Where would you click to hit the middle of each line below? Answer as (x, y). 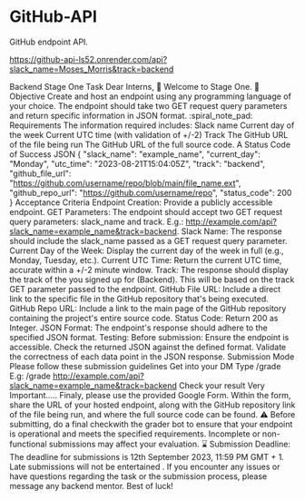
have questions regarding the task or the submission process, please (138, 476)
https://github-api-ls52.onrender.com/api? (89, 59)
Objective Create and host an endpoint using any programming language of (151, 96)
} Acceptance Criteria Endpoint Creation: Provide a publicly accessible (141, 202)
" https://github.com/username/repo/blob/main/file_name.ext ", (125, 182)
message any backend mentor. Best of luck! (92, 485)
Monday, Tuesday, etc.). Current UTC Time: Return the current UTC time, (146, 260)
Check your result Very (221, 385)
